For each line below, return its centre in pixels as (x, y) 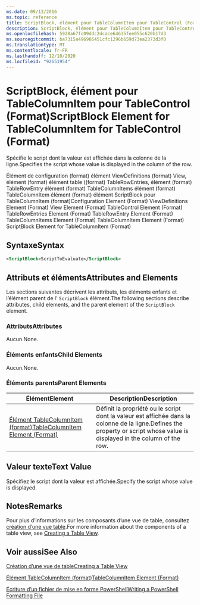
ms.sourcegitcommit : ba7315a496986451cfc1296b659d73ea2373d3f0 (86, 39)
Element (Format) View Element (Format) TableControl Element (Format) (94, 208)
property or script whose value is (142, 431)
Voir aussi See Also (42, 552)
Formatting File (25, 595)
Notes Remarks (34, 506)
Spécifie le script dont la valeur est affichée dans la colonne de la (86, 158)
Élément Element (50, 398)
